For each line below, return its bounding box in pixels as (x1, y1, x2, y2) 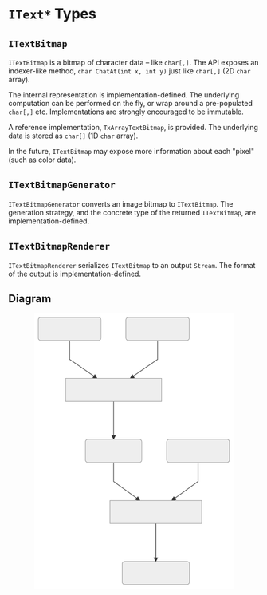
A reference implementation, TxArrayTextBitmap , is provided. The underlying (8, 123, 259, 132)
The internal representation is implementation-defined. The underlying (8, 90, 240, 100)
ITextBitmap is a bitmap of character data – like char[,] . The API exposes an (8, 57, 259, 67)
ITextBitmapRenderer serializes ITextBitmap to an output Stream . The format (8, 260, 256, 270)
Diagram (8, 292, 52, 305)
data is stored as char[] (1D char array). (8, 131, 139, 140)
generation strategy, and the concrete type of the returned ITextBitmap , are (8, 207, 257, 217)
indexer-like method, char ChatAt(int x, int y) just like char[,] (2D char (8, 66, 251, 76)
